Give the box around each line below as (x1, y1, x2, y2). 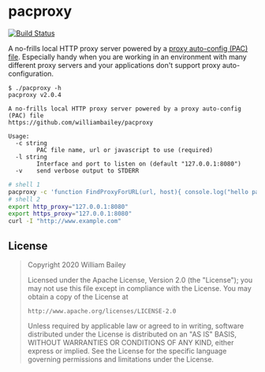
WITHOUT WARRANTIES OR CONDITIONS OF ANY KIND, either (27, 338, 234, 347)
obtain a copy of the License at (27, 292, 129, 301)
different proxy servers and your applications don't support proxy (8, 60, 221, 69)
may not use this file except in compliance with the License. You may (27, 284, 252, 293)
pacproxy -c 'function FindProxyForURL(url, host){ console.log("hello (8, 188, 248, 195)
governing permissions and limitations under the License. (27, 355, 215, 364)
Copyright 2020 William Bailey (27, 260, 126, 270)
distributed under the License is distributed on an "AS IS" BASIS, (27, 329, 237, 339)
